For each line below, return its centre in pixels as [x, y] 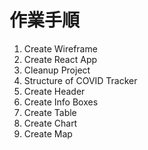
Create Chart [50, 123]
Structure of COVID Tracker [80, 80]
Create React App [60, 59]
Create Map [48, 133]
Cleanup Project [57, 70]
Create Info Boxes [61, 102]
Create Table [50, 112]
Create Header [54, 91]
